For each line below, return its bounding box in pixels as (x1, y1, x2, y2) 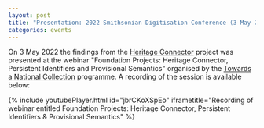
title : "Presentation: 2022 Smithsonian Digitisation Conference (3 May (8, 19, 251, 27)
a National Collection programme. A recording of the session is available (8, 72, 242, 82)
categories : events (8, 26, 72, 34)
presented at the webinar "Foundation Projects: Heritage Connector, (8, 55, 229, 65)
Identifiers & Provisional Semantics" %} (8, 112, 136, 122)
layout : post (8, 11, 51, 20)
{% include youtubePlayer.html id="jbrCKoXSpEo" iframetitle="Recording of (8, 95, 254, 105)
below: (8, 80, 30, 90)
